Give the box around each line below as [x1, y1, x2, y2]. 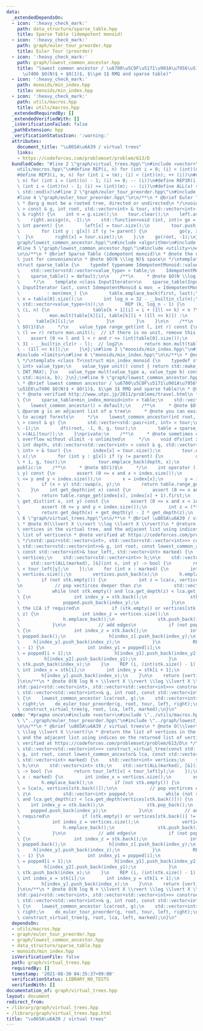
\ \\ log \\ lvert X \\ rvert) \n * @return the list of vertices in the [17, 728, 196, 735]
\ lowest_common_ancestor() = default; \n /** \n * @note [17, 403, 188, 409]
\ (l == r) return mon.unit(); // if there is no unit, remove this [17, 329, 196, 336]
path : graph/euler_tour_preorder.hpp [17, 43, 112, 49]
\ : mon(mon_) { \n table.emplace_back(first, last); [17, 290, 196, 296]
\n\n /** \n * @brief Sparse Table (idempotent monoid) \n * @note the [17, 250, 193, 257]
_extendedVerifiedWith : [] [11, 116, 80, 122]
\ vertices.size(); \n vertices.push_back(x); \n [17, 571, 158, 578]
